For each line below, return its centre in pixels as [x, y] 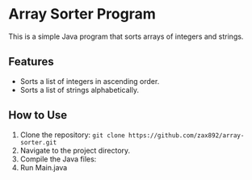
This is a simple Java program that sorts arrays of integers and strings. [126, 36]
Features [31, 62]
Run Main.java [44, 167]
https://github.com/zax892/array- [186, 135]
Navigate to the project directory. [75, 150]
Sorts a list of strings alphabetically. [80, 90]
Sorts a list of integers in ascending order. [90, 81]
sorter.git [38, 142]
